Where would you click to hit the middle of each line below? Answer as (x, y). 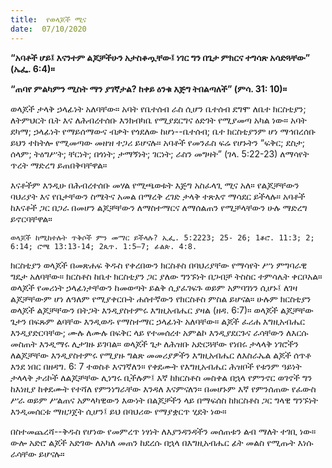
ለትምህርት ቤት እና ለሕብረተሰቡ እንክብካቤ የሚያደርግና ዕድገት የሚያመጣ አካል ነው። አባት (158, 120)
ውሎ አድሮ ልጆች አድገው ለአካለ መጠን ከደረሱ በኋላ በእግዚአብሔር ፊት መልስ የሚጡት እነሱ (162, 442)
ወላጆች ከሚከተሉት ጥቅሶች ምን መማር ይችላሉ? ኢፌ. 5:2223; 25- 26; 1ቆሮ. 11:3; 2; (162, 237)
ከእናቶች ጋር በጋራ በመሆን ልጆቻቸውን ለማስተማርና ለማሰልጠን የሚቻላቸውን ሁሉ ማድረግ (159, 207)
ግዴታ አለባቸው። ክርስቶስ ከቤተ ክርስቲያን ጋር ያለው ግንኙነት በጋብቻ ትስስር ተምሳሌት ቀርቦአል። (166, 276)
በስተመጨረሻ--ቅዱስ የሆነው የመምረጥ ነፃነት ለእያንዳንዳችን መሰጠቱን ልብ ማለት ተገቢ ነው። (163, 431)
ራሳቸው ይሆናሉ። (37, 453)
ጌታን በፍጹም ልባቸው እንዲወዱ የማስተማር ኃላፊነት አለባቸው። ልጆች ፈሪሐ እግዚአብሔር (158, 321)
